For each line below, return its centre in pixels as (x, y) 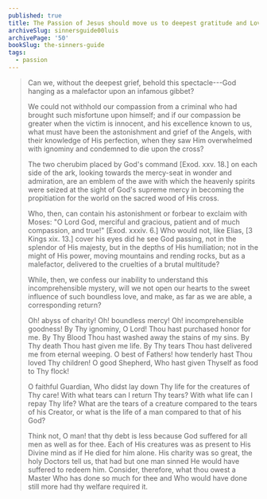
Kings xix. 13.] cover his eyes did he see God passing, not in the (132, 239)
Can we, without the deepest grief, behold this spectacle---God (132, 82)
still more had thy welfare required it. (88, 486)
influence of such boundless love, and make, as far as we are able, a (140, 296)
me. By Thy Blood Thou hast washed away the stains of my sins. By (139, 337)
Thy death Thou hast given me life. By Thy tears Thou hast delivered (140, 345)
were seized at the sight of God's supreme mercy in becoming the (136, 189)
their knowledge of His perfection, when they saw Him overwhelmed (140, 140)
